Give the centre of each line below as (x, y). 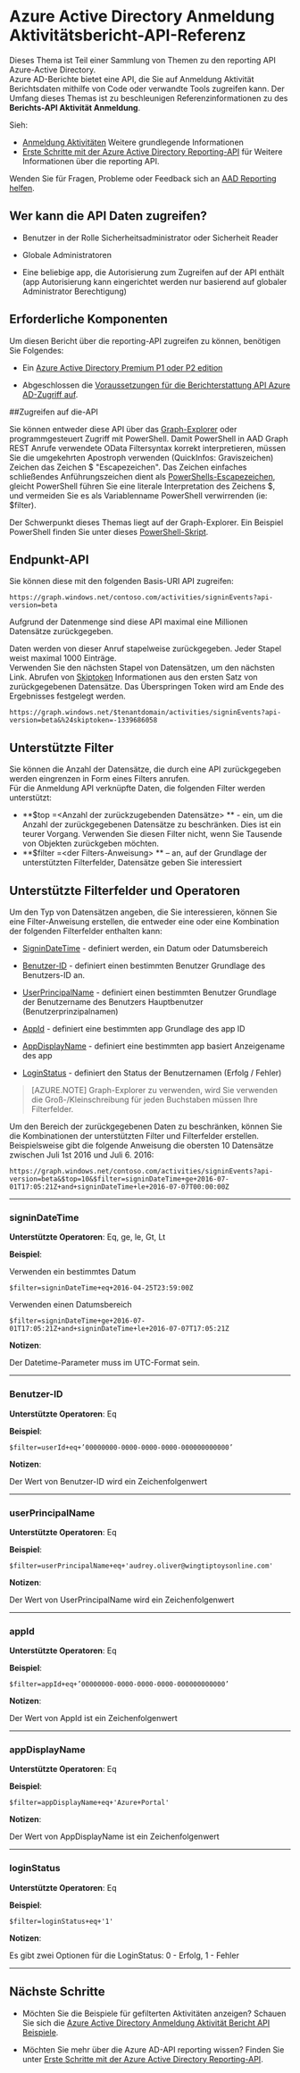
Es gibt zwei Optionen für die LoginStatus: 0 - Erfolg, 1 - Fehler (124, 1955)
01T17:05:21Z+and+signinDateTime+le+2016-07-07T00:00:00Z (119, 1187)
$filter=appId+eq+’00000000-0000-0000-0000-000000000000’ (119, 1684)
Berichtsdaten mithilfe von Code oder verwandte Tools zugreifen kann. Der (147, 88)
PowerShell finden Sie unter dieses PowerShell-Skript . (109, 531)
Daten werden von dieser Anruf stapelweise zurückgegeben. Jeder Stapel (146, 648)
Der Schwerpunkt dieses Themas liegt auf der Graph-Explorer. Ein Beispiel (146, 522)
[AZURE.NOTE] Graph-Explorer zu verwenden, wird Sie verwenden (154, 1090)
